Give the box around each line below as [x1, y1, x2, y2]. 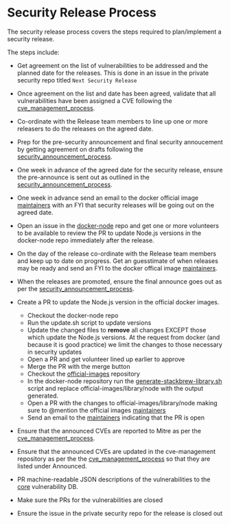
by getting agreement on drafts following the [16, 145, 143, 153]
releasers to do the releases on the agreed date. [16, 124, 153, 133]
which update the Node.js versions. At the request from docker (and [27, 333, 220, 341]
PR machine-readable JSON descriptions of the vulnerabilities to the [16, 475, 211, 483]
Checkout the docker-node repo [27, 311, 119, 319]
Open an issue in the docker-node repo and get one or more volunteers [16, 221, 220, 229]
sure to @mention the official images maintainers [27, 406, 166, 414]
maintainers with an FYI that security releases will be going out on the [16, 201, 215, 209]
